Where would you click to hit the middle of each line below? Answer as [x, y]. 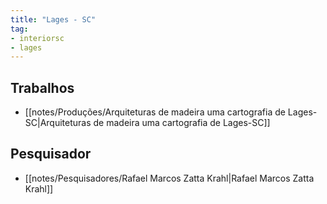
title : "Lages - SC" [53, 19]
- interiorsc [37, 38]
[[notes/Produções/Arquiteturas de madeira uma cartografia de [155, 112]
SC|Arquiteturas [58, 123]
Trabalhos [42, 87]
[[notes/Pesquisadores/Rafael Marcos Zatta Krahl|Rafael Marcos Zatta [169, 178]
